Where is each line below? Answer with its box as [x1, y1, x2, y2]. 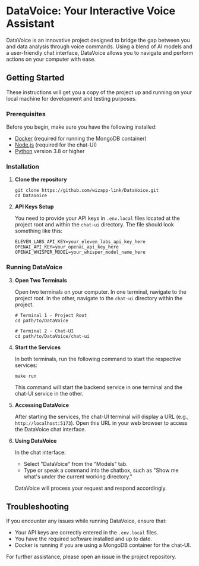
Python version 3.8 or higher [14, 148, 85, 155]
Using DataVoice [14, 437, 57, 444]
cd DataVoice [14, 192, 48, 199]
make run [14, 373, 37, 379]
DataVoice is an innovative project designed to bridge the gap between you [6, 36, 190, 43]
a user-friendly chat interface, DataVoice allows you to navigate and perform [6, 49, 194, 56]
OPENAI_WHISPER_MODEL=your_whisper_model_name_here [14, 249, 146, 256]
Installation [6, 162, 40, 170]
